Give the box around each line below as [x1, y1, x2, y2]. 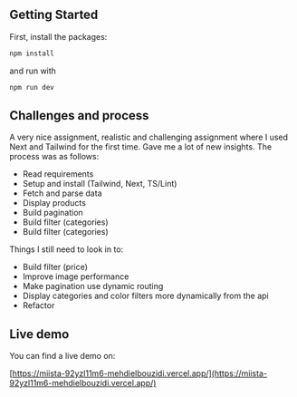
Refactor [22, 300, 55, 311]
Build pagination [22, 208, 83, 218]
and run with [9, 65, 57, 76]
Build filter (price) [22, 262, 89, 273]
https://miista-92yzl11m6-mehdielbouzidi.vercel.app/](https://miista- [12, 368, 268, 379]
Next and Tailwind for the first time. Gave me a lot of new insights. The [9, 141, 273, 152]
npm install [9, 49, 54, 58]
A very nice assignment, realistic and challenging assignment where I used [9, 131, 288, 143]
